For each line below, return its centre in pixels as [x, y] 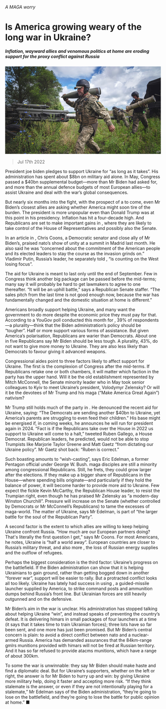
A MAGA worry [20, 7]
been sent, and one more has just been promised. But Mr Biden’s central [79, 630]
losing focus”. [19, 264]
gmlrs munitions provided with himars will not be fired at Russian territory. [80, 646]
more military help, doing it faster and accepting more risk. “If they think [78, 681]
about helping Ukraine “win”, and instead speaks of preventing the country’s [83, 614]
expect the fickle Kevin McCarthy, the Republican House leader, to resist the [83, 491]
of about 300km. [22, 656]
